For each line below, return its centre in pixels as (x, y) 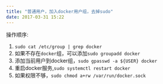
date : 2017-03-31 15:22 (35, 17)
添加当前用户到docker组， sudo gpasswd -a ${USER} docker (86, 61)
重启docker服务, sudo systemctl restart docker (72, 68)
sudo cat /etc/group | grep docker (58, 47)
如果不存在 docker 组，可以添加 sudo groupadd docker (77, 53)
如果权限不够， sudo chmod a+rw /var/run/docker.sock (80, 75)
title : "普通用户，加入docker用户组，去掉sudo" (60, 11)
